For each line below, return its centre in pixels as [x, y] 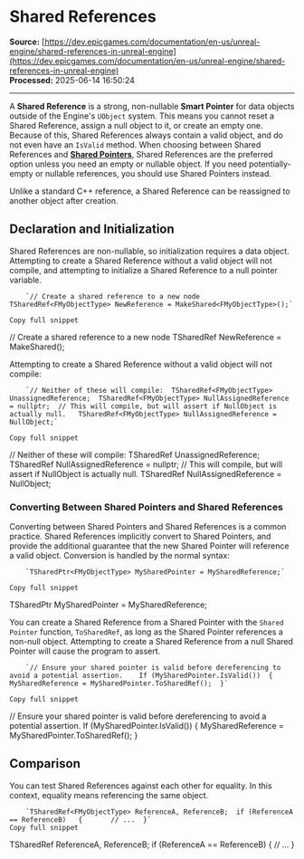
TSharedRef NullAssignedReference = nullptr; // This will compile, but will [146, 464]
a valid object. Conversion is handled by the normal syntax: [120, 556]
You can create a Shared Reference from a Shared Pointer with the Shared [147, 623]
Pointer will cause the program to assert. [85, 651]
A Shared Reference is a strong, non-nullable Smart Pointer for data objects [152, 106]
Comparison [45, 764]
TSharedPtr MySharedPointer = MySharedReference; [109, 605]
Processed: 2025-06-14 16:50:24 [72, 80]
